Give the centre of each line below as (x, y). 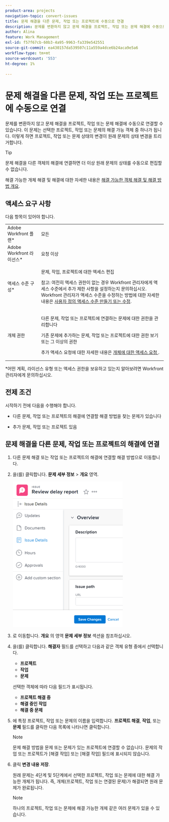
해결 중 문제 (31, 710)
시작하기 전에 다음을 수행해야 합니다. (41, 405)
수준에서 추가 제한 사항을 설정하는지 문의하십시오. (98, 289)
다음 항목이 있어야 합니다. (30, 217)
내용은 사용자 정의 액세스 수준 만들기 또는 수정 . (86, 302)
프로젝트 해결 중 (35, 697)
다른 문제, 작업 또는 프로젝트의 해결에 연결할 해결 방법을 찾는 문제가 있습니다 (87, 416)
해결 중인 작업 (33, 703)
